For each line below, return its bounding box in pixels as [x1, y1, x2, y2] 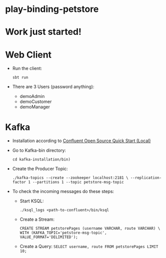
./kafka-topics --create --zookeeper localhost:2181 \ [12, 175, 129, 180]
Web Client [5, 49, 52, 60]
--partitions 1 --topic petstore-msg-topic [32, 180, 124, 185]
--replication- [130, 175, 162, 180]
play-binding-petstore [5, 3, 99, 15]
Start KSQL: [19, 198, 44, 204]
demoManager [19, 104, 50, 110]
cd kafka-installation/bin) [12, 157, 71, 162]
